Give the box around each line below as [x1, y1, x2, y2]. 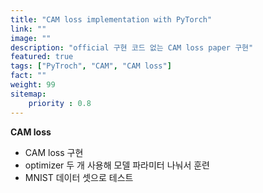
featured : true [10, 52, 74, 62]
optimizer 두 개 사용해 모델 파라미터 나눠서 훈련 [24, 159, 210, 171]
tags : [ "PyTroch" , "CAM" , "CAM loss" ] [10, 61, 172, 71]
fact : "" [10, 71, 47, 81]
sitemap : [10, 89, 47, 99]
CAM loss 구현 [24, 146, 84, 158]
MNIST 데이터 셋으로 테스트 [24, 171, 134, 183]
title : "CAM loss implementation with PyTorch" [10, 14, 213, 25]
